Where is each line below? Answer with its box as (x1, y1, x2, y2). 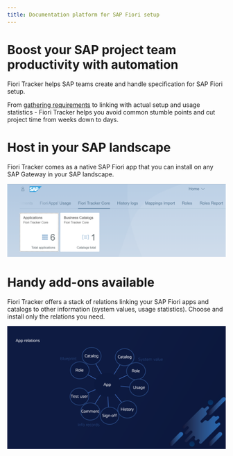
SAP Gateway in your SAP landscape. (7, 170, 114, 178)
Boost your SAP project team (7, 42, 177, 58)
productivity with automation (7, 56, 179, 72)
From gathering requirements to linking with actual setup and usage (7, 101, 200, 109)
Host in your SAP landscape (7, 140, 171, 155)
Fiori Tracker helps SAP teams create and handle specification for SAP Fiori (7, 80, 223, 88)
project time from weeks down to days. (7, 115, 119, 124)
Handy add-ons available (7, 275, 155, 291)
